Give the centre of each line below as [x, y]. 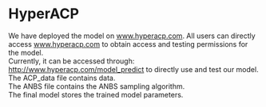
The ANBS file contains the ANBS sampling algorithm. [97, 86]
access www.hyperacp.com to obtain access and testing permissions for [128, 44]
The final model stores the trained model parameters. [96, 94]
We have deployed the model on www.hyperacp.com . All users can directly [132, 36]
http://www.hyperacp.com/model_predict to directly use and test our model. [133, 69]
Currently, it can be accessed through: [71, 61]
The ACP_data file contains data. [62, 78]
